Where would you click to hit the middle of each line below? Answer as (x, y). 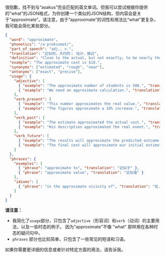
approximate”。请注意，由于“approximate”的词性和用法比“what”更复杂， (85, 19)
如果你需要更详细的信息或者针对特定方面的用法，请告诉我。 (65, 250)
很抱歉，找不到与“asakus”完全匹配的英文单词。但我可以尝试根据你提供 (77, 7)
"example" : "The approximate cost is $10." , (56, 63)
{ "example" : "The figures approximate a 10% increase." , (79, 109)
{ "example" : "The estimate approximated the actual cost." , (82, 122)
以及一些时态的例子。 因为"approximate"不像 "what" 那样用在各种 (87, 227)
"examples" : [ (28, 164)
